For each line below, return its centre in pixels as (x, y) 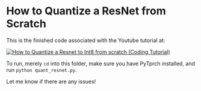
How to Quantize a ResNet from (86, 11)
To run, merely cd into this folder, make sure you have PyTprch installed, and (101, 63)
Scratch (26, 24)
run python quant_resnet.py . (42, 69)
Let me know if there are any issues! (51, 81)
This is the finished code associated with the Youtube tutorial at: (86, 40)
